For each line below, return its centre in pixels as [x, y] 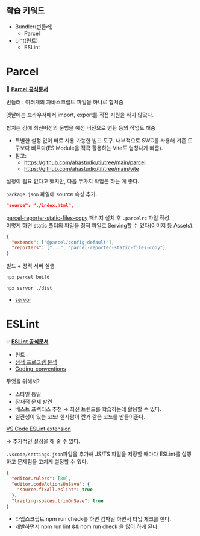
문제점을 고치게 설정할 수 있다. [53, 461]
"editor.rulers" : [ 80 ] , [41, 479]
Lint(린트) [26, 40]
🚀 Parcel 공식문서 [27, 89]
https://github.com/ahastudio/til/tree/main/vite [82, 168]
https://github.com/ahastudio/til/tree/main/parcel [85, 162]
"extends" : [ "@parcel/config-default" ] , [63, 242]
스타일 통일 [28, 394]
